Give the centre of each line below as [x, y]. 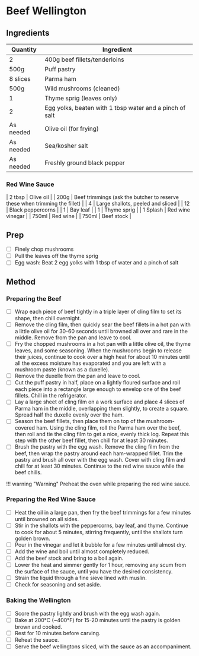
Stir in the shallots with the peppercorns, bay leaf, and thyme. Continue [101, 525]
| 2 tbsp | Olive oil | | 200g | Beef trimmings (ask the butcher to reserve [93, 197]
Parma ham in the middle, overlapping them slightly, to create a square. [102, 409]
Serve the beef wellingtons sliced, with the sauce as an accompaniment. [103, 646]
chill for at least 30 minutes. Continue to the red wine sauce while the [99, 466]
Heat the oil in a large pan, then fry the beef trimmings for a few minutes [103, 512]
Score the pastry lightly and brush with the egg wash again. [87, 613]
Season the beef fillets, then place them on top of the [80, 421]
